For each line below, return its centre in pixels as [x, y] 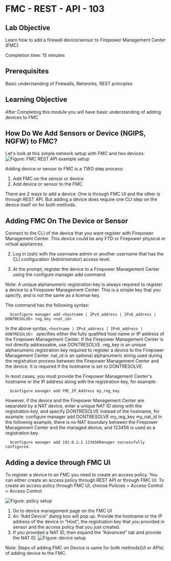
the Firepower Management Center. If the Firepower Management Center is [84, 339]
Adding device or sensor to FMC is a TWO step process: [65, 169]
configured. [18, 447]
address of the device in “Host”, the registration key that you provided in [89, 522]
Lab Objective [28, 28]
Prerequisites [27, 71]
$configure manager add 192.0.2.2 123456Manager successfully [77, 442]
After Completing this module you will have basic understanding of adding [83, 112]
